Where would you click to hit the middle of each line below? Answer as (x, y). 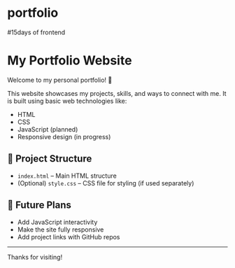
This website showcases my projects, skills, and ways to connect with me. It (117, 93)
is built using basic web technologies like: (67, 101)
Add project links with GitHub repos (69, 237)
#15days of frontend (36, 32)
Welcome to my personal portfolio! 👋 (60, 80)
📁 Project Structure (50, 159)
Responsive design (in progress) (64, 136)
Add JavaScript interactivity (57, 222)
